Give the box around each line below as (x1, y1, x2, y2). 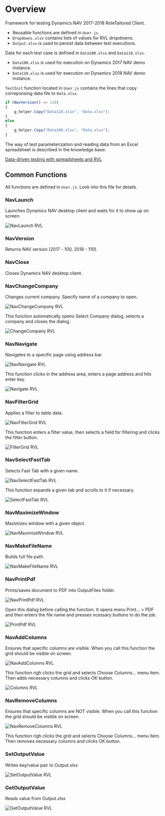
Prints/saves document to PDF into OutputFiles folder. (5, 587, 115, 593)
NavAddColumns (5, 634, 47, 641)
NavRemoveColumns (5, 697, 57, 704)
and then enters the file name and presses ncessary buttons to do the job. (5, 611, 157, 618)
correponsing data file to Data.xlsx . (5, 90, 79, 96)
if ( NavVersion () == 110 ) (5, 100, 59, 105)
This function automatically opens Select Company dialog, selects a (5, 313, 144, 319)
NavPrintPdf (5, 576, 36, 583)
